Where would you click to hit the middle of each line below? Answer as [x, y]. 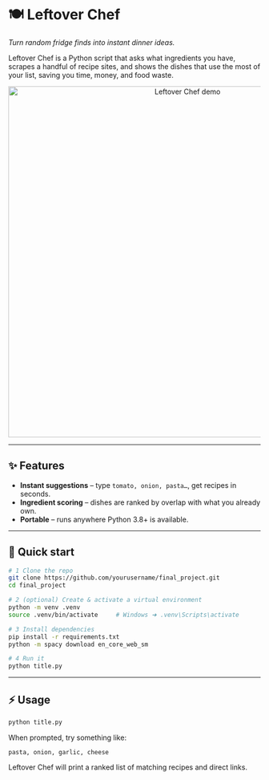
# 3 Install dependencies [51, 629]
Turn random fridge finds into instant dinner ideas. [92, 42]
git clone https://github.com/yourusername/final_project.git [114, 578]
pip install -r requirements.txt [64, 637]
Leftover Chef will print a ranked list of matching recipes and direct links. [128, 767]
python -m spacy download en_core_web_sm [78, 644]
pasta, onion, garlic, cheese [59, 752]
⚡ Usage [29, 699]
